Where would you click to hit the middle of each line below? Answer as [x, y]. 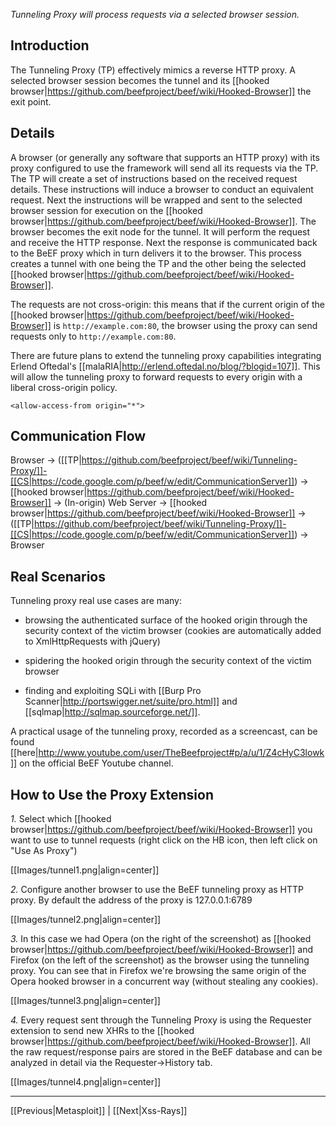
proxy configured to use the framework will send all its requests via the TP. [164, 168]
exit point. [31, 101]
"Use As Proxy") [44, 851]
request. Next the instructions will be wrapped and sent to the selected [156, 200]
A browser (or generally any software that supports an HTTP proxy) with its [165, 157]
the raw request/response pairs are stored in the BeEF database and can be [166, 1052]
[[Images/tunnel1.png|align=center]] [85, 870]
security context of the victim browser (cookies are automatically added [173, 631]
